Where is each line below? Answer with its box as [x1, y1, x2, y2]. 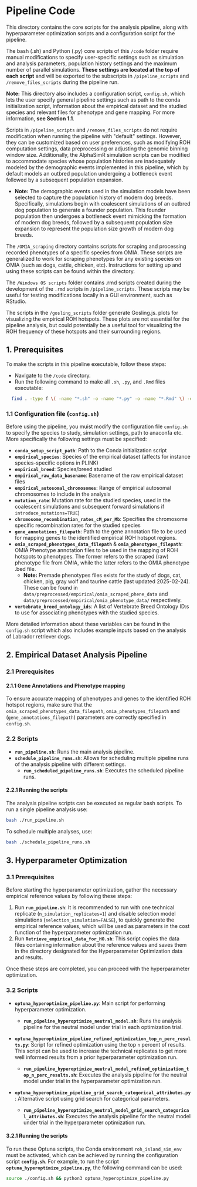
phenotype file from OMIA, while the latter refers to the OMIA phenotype [14, 559, 190, 566]
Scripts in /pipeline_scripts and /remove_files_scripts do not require [6, 126, 178, 133]
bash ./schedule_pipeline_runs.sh [6, 839, 91, 845]
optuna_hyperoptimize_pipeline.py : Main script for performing [14, 1000, 166, 1007]
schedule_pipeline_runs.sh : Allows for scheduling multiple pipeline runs [14, 754, 189, 761]
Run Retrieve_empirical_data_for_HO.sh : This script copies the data [14, 935, 180, 942]
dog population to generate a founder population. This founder [14, 206, 166, 213]
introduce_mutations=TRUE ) [14, 509, 80, 516]
